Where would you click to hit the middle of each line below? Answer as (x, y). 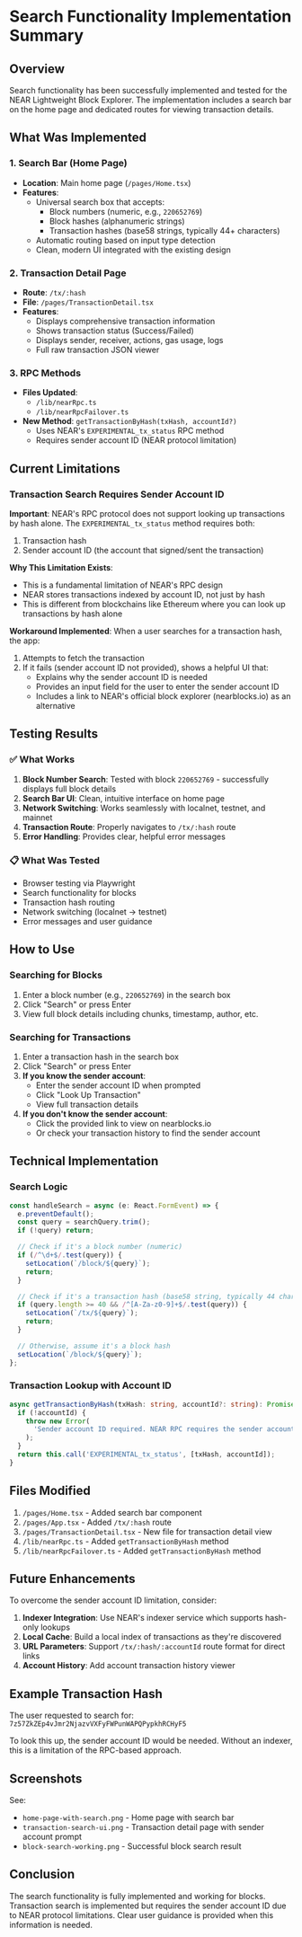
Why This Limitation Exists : (62, 567)
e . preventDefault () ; (56, 1214)
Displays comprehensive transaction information (125, 321)
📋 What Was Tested (55, 860)
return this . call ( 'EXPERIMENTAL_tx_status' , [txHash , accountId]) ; (147, 1455)
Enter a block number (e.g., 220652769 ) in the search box (126, 995)
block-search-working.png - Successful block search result (132, 1846)
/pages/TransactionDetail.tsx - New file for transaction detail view (147, 1531)
